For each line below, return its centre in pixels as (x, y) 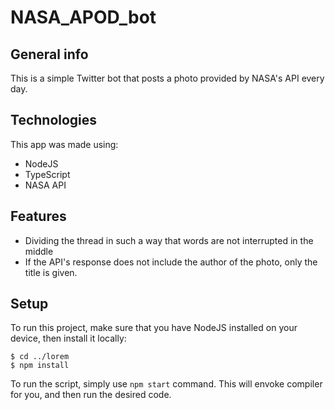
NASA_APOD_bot (83, 17)
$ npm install (40, 366)
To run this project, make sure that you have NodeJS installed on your (154, 328)
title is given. (51, 272)
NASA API (45, 185)
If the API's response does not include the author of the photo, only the (171, 262)
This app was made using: (64, 144)
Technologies (54, 120)
